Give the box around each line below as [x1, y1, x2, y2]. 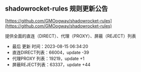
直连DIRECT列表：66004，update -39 [12, 49, 89, 55]
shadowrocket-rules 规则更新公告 [5, 4, 108, 13]
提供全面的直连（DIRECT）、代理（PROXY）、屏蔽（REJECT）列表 [5, 33, 136, 39]
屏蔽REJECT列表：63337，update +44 [12, 61, 91, 67]
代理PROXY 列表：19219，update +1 [12, 55, 85, 61]
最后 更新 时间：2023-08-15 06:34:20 [12, 43, 88, 49]
